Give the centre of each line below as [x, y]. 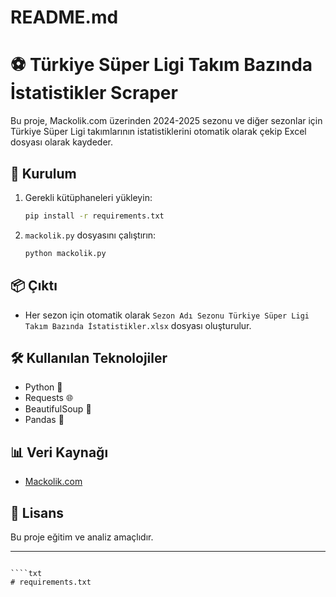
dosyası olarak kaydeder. [61, 142]
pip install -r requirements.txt [94, 216]
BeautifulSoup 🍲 [58, 409]
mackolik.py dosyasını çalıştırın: [90, 235]
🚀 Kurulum [43, 173]
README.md [64, 17]
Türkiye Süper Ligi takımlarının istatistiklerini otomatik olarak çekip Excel [158, 132]
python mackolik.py [65, 253]
